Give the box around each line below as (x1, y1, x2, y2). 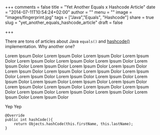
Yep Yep (5, 104, 22, 109)
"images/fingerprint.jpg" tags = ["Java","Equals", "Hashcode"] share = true (5, 15, 154, 20)
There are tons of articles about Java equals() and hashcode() (5, 38, 130, 44)
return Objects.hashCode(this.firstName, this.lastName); (14, 121, 133, 126)
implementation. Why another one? (5, 44, 75, 49)
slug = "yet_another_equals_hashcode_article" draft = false (5, 19, 123, 25)
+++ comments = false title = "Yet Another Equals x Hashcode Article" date (5, 4, 156, 10)
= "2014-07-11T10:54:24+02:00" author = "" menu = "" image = (5, 9, 132, 15)
